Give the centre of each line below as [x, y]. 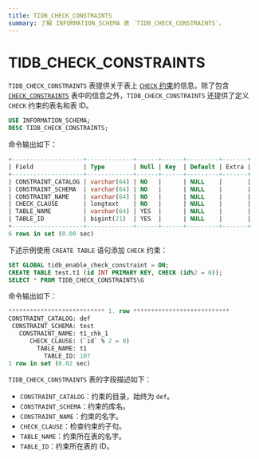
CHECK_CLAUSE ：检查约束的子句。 [73, 426]
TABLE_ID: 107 [67, 356]
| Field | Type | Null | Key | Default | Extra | [129, 167]
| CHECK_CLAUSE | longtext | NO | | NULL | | [129, 204]
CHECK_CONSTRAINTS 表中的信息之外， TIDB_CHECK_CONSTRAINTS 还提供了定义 [129, 96]
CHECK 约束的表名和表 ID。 [51, 105]
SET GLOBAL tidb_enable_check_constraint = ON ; [89, 265]
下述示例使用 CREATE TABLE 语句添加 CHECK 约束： [88, 250]
